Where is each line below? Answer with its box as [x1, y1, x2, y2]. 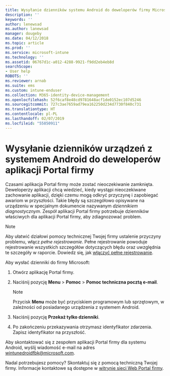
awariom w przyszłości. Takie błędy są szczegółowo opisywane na [5, 197, 145, 203]
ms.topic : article [5, 41, 44, 46]
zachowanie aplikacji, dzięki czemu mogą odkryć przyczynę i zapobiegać [5, 192, 158, 198]
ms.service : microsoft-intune [5, 50, 69, 55]
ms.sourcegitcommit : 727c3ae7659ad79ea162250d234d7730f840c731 [5, 102, 142, 107]
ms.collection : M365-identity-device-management [5, 92, 110, 98]
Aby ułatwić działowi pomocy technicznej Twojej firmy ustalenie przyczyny [5, 233, 161, 239]
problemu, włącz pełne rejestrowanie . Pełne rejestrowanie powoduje [5, 238, 148, 244]
